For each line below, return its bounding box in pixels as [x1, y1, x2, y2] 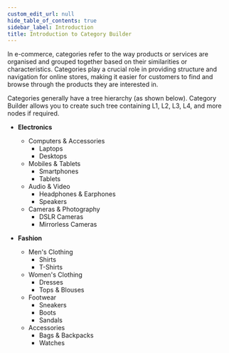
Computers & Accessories [28, 137, 105, 145]
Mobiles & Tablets [28, 160, 81, 168]
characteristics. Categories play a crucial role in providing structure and [7, 65, 218, 73]
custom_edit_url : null [7, 10, 75, 18]
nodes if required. [7, 109, 60, 118]
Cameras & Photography [28, 205, 101, 214]
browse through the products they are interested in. [7, 80, 159, 89]
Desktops [38, 152, 68, 160]
